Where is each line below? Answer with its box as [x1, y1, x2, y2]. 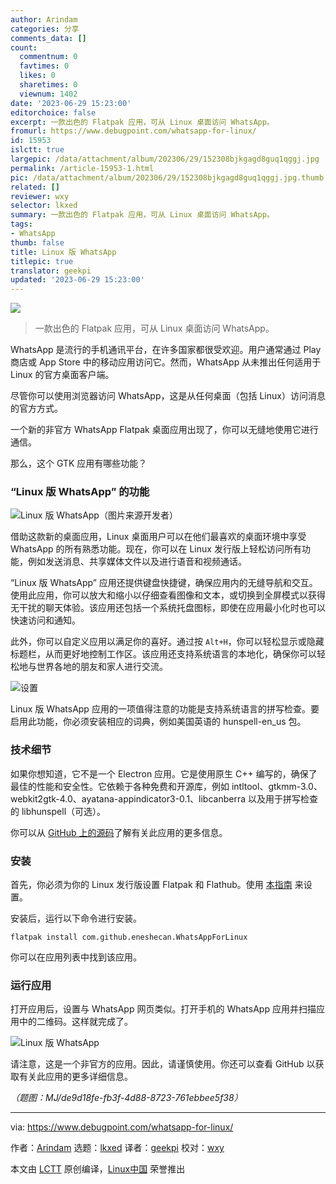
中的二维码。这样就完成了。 [18, 1016, 133, 1028]
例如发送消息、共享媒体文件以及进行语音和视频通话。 [27, 556, 247, 568]
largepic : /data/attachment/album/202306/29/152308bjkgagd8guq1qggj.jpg [10, 154, 320, 164]
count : [10, 42, 38, 53]
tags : [10, 219, 33, 230]
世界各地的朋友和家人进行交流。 [36, 661, 168, 673]
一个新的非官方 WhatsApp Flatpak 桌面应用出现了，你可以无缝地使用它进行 [10, 424, 319, 436]
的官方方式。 [10, 402, 63, 415]
